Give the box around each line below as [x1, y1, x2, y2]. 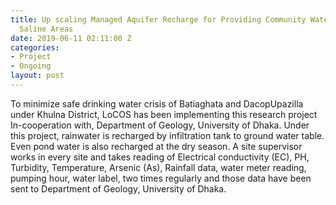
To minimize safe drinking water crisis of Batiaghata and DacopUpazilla [10, 97, 304, 110]
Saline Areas [19, 24, 74, 34]
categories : [10, 42, 60, 53]
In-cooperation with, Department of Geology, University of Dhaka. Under [10, 119, 310, 131]
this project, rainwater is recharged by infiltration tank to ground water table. [10, 129, 325, 141]
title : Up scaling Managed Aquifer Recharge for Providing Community [10, 14, 307, 25]
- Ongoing [10, 61, 52, 71]
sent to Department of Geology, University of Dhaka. [10, 182, 227, 195]
